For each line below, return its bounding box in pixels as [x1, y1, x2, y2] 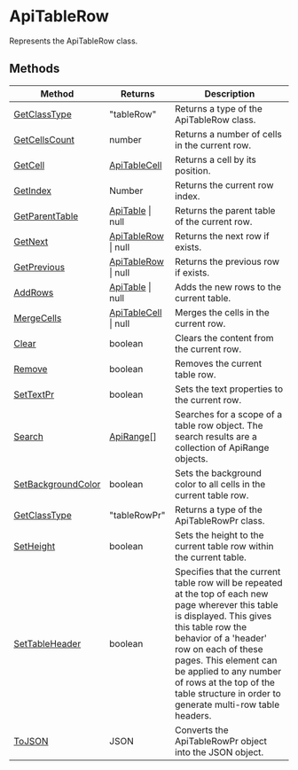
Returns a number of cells [174, 128, 282, 140]
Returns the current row [174, 179, 274, 191]
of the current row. [174, 215, 253, 228]
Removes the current [174, 357, 263, 369]
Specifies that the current [174, 565, 281, 578]
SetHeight [13, 540, 56, 552]
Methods [9, 61, 60, 76]
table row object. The [174, 419, 263, 432]
